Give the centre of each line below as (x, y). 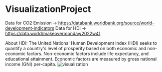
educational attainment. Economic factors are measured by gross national (81, 59)
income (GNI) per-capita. (31, 64)
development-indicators (30, 28)
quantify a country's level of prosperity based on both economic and (76, 48)
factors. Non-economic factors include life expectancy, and (88, 54)
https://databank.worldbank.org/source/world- (106, 23)
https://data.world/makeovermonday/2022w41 (53, 33)
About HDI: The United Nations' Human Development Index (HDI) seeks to (81, 43)
